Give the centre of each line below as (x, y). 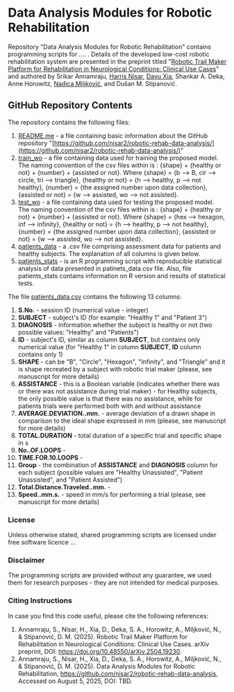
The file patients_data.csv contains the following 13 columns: (95, 296)
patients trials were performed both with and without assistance (109, 406)
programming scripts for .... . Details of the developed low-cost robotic (109, 54)
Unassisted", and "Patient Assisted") (70, 480)
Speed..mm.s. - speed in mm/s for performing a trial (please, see (112, 494)
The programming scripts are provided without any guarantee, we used (110, 575)
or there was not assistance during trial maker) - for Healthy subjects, (117, 391)
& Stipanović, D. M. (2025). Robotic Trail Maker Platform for (103, 636)
